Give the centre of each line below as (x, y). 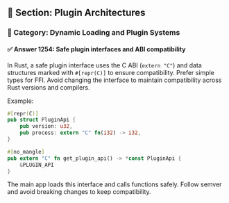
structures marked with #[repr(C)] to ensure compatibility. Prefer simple (111, 72)
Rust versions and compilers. (49, 87)
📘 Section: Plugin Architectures (76, 13)
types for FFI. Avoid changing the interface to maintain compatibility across (114, 80)
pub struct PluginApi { (42, 120)
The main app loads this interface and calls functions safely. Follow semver (114, 184)
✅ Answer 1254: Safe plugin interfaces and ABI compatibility (96, 49)
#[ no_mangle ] (26, 152)
